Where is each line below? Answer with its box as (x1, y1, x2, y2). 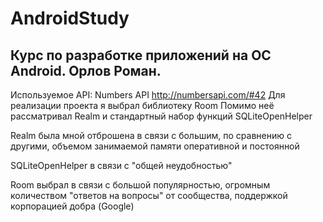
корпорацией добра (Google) (10, 200, 135, 212)
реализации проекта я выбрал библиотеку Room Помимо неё (10, 100, 275, 111)
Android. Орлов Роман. (10, 62, 162, 79)
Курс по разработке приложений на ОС (10, 47, 272, 64)
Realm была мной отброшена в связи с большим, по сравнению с (10, 130, 292, 141)
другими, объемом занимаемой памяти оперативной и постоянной (10, 140, 300, 152)
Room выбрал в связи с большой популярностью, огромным (10, 179, 271, 191)
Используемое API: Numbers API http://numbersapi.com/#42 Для (10, 89, 286, 101)
